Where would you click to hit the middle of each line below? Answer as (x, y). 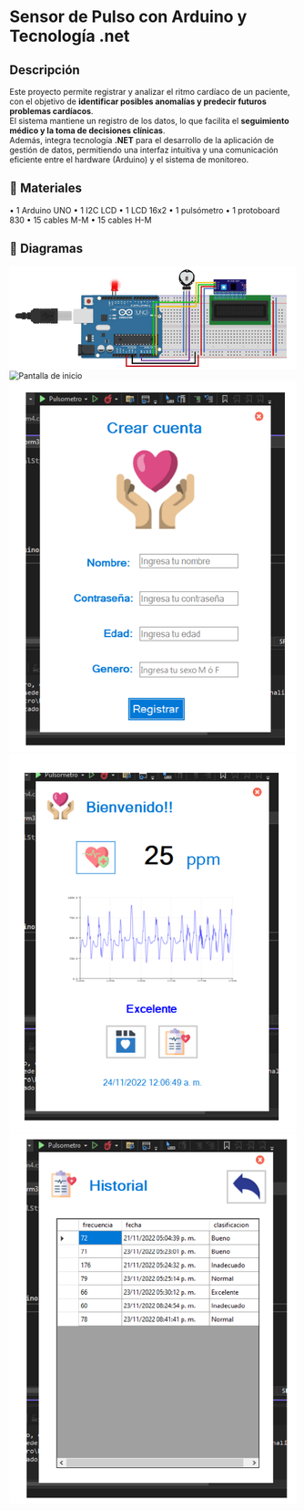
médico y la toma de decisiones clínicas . (87, 130)
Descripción (45, 70)
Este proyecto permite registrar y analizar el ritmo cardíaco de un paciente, (150, 92)
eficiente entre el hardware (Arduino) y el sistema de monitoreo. (129, 160)
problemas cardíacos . (51, 111)
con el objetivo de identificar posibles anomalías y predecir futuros (138, 101)
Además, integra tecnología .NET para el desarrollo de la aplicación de (142, 140)
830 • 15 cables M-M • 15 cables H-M (81, 220)
